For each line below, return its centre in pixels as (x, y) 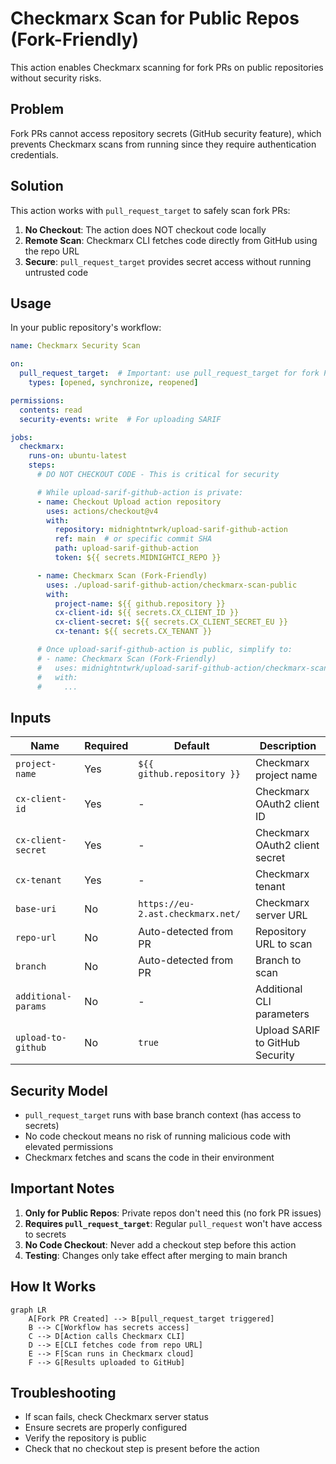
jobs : (21, 437)
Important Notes (62, 1188)
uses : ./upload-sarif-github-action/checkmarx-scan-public (172, 585)
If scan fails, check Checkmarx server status (116, 1417)
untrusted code (56, 272)
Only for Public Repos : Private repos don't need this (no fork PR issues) (173, 1213)
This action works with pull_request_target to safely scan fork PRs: (150, 210)
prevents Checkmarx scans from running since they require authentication (163, 144)
